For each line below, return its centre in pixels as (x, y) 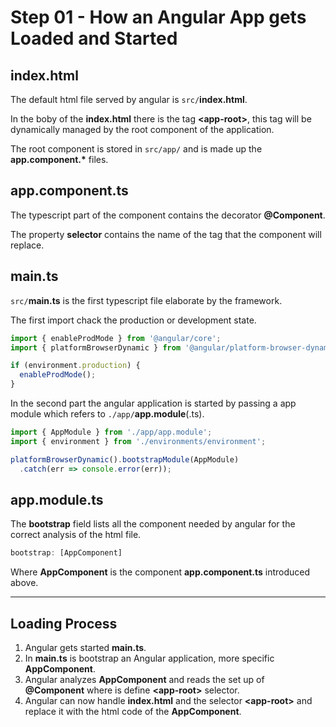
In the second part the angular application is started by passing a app (153, 403)
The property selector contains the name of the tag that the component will (166, 234)
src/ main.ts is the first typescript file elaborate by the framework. (146, 300)
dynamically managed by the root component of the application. (142, 129)
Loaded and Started (94, 38)
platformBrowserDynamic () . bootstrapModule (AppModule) (125, 459)
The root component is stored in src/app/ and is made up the (136, 149)
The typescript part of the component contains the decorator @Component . (168, 215)
